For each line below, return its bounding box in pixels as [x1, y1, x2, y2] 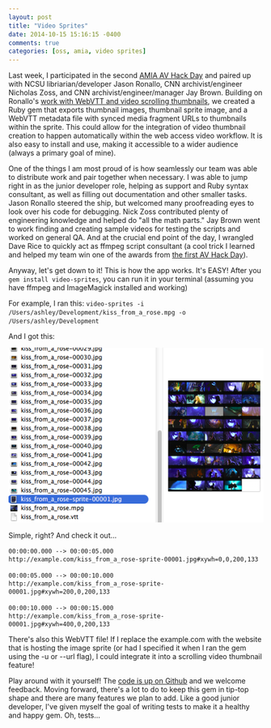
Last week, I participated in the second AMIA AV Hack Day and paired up [8, 71, 252, 80]
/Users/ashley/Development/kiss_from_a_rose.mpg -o [8, 309, 186, 317]
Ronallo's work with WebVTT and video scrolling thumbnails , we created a [8, 96, 256, 106]
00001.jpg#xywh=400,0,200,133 [8, 620, 111, 628]
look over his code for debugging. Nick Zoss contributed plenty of [8, 207, 229, 216]
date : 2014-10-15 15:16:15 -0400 [8, 30, 121, 38]
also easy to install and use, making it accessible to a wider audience [8, 139, 239, 149]
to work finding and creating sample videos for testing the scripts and [8, 224, 241, 234]
